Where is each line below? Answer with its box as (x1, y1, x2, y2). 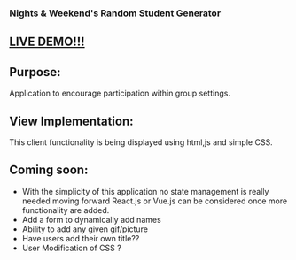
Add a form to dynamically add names (21, 214, 161, 225)
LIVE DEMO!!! (9, 34, 86, 50)
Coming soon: (9, 163, 89, 178)
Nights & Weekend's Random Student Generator (9, 7, 222, 19)
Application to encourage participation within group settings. (9, 88, 230, 99)
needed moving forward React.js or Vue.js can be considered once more (21, 195, 288, 206)
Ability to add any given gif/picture (21, 224, 149, 234)
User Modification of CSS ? (21, 242, 121, 253)
